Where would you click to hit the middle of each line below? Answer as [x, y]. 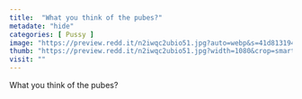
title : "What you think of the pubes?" [86, 18]
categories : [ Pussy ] [52, 34]
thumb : [22, 51]
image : [22, 43]
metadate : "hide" [42, 26]
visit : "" [28, 59]
